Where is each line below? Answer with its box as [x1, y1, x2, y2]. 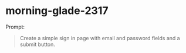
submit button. [19, 41, 55, 48]
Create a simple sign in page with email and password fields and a [19, 34, 180, 41]
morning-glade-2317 [5, 4, 109, 17]
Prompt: [5, 23, 25, 30]
